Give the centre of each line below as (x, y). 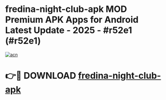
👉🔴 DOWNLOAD (41, 76)
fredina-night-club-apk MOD (66, 9)
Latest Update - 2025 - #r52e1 (69, 30)
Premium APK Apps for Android (72, 20)
